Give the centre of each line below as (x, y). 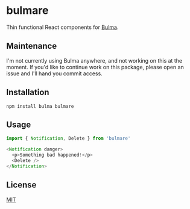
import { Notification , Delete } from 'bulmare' (68, 139)
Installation (28, 92)
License (21, 185)
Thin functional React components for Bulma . (62, 27)
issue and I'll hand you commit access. (54, 73)
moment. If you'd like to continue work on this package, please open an (95, 67)
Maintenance (32, 46)
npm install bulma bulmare (40, 106)
